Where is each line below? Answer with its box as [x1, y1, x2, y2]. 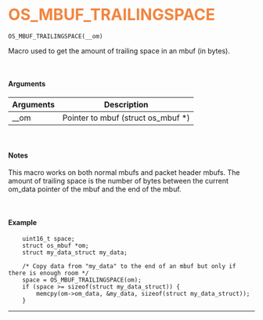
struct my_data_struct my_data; [22, 249, 128, 256]
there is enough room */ [8, 269, 89, 278]
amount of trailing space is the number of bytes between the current [8, 176, 229, 186]
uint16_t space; [22, 235, 76, 243]
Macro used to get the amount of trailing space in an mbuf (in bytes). [8, 45, 231, 56]
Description [103, 100, 149, 111]
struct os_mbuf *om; [22, 242, 89, 250]
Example [8, 217, 38, 227]
